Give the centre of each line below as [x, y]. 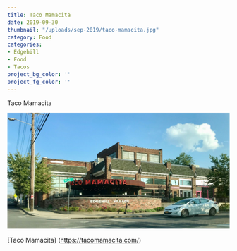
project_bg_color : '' [39, 74]
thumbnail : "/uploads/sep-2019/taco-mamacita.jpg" [83, 30]
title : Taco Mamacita [39, 15]
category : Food [30, 37]
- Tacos [19, 67]
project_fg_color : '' [39, 82]
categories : [25, 45]
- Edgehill [23, 52]
